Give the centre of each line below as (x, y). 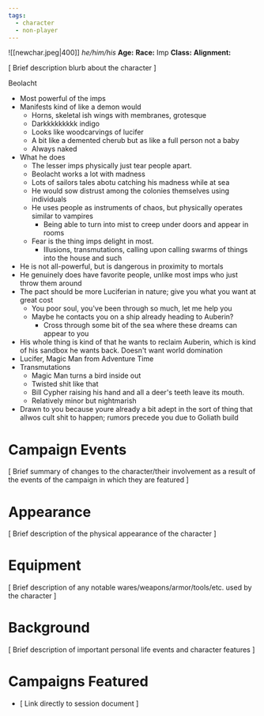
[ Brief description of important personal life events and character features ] (132, 650)
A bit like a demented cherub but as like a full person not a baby (135, 141)
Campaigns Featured (78, 682)
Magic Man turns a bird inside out (86, 375)
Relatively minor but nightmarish (84, 401)
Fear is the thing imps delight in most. (92, 241)
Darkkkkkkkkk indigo (66, 124)
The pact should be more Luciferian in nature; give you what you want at (138, 292)
